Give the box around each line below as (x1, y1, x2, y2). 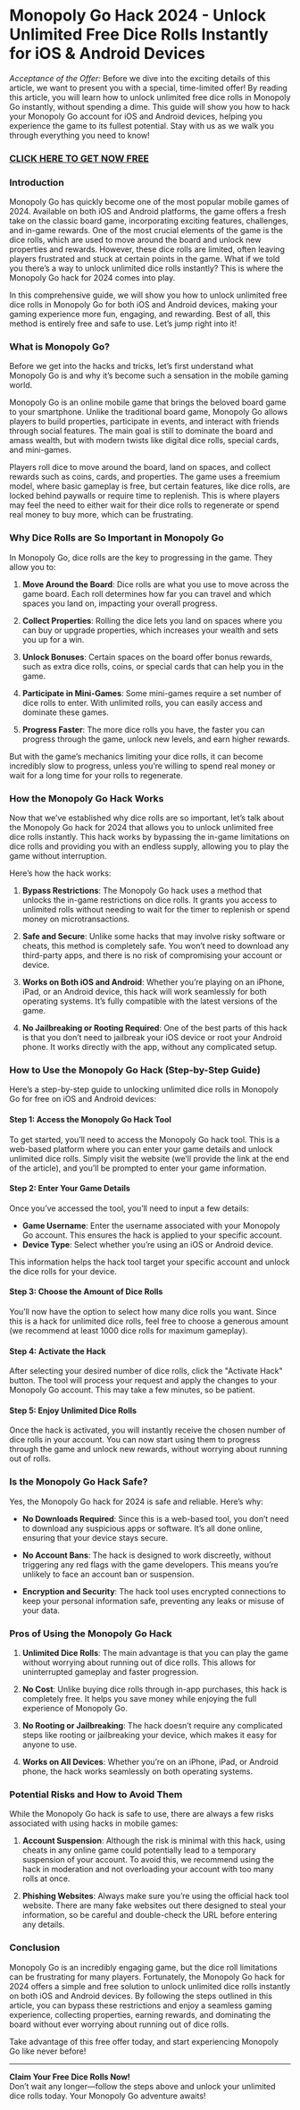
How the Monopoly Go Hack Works (9, 792, 164, 804)
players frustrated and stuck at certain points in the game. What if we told (9, 254, 280, 265)
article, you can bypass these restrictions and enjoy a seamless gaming (9, 1999, 272, 2011)
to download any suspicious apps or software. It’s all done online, (21, 1523, 263, 1534)
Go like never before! (9, 2046, 87, 2056)
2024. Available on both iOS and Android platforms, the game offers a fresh (9, 206, 287, 217)
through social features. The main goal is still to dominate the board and (9, 425, 274, 436)
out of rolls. (9, 1453, 52, 1464)
